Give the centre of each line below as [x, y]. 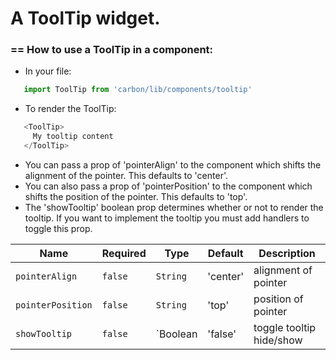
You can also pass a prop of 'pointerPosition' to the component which [168, 186]
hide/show [278, 340]
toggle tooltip [285, 327]
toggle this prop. [58, 228]
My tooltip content [73, 137]
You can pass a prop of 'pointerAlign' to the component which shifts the [173, 164]
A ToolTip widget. [85, 18]
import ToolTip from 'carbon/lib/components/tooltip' [138, 90]
